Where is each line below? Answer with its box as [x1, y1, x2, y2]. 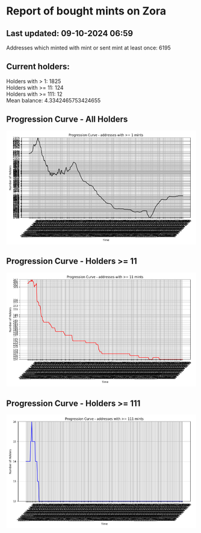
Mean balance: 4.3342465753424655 [6, 96, 101, 104]
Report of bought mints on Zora [6, 4, 167, 18]
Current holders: [6, 61, 70, 72]
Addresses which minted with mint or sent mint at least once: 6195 [6, 44, 172, 51]
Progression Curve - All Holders [6, 114, 128, 125]
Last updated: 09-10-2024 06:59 [6, 28, 134, 39]
